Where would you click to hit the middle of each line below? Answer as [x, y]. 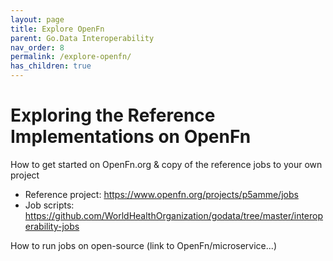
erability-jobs [52, 226]
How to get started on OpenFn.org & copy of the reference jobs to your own [166, 164]
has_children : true [51, 66]
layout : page [37, 19]
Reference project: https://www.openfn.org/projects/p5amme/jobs [161, 194]
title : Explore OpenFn [57, 29]
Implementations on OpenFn [131, 137]
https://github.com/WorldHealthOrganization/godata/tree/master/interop [174, 215]
